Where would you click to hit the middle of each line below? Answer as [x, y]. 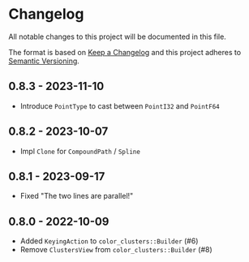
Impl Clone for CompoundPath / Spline [80, 151]
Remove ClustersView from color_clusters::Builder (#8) [116, 250]
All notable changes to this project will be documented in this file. [118, 37]
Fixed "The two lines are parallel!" [77, 196]
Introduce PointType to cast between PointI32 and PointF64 [120, 105]
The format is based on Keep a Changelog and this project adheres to [125, 52]
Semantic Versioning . [44, 61]
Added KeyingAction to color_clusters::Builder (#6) [109, 241]
